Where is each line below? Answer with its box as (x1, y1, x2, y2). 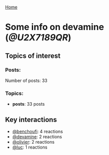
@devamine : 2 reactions (12, 133, 62, 140)
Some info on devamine (5, 22, 104, 33)
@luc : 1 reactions (12, 144, 48, 150)
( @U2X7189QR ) (5, 32, 72, 43)
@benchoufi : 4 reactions (12, 128, 63, 134)
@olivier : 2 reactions (12, 139, 54, 145)
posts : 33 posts (12, 101, 45, 107)
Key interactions (5, 116, 57, 124)
